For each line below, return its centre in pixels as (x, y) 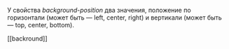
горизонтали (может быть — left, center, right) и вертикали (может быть (114, 17)
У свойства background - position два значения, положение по (99, 10)
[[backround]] (27, 38)
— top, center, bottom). (41, 25)
